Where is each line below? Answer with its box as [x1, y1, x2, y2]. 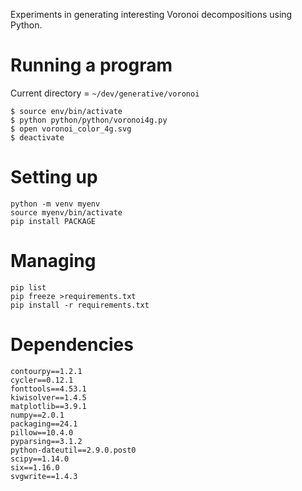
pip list [10, 282, 47, 293]
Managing [10, 250, 97, 273]
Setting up [10, 166, 98, 189]
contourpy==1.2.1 [10, 366, 83, 376]
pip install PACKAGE [10, 216, 97, 226]
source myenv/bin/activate [10, 207, 123, 218]
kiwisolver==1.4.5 [10, 392, 87, 403]
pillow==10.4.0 [10, 427, 74, 438]
